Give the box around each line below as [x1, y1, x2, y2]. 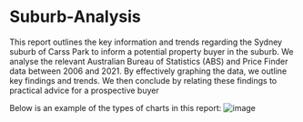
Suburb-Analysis [9, 6, 141, 27]
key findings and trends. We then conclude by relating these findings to [9, 75, 278, 86]
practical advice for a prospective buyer [9, 85, 159, 96]
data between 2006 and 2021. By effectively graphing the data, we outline [9, 66, 288, 76]
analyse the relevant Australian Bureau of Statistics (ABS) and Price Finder [9, 56, 288, 66]
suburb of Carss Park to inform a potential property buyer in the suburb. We [9, 46, 294, 56]
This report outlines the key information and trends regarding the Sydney [9, 36, 283, 47]
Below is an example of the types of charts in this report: [9, 102, 222, 113]
